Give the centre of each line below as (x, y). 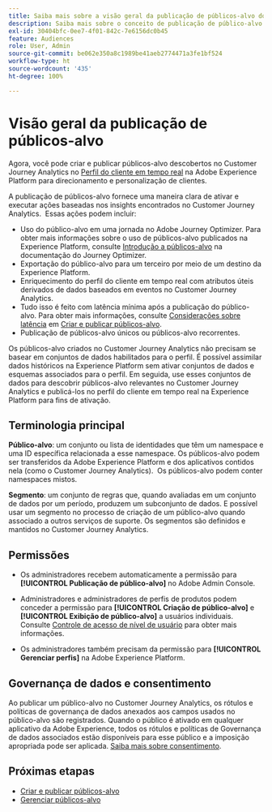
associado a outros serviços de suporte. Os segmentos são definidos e (127, 521)
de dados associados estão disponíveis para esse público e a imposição (129, 737)
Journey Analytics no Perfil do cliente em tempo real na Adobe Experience (133, 172)
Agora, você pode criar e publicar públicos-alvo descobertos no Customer (133, 163)
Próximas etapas (51, 771)
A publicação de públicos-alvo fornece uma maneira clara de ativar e (123, 196)
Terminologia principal (67, 425)
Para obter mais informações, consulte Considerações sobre (140, 315)
